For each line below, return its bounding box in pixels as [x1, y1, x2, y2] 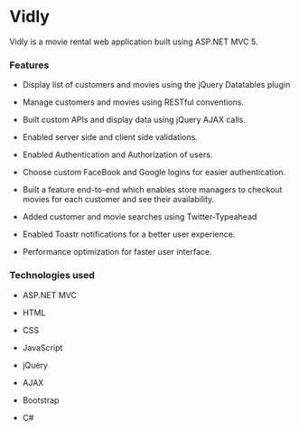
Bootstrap [22, 395, 60, 406]
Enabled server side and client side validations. [22, 132, 199, 143]
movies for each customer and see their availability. [22, 194, 215, 205]
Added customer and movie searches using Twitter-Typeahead [22, 211, 257, 222]
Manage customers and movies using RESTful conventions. [22, 97, 244, 107]
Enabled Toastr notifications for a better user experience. [22, 229, 236, 240]
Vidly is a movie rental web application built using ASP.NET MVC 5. [9, 36, 258, 47]
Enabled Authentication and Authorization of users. [22, 149, 213, 160]
